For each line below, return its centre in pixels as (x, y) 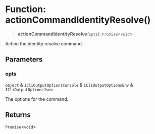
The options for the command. (37, 99)
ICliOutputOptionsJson (29, 90)
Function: (26, 9)
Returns (18, 115)
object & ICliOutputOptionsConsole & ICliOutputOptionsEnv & (69, 85)
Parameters (24, 60)
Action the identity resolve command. (44, 43)
